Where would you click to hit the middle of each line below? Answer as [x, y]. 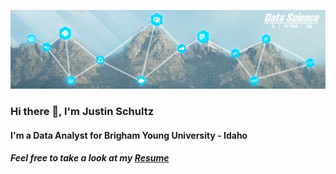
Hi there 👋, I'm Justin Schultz [82, 111]
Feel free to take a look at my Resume [90, 158]
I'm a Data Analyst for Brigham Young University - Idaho [129, 135]
